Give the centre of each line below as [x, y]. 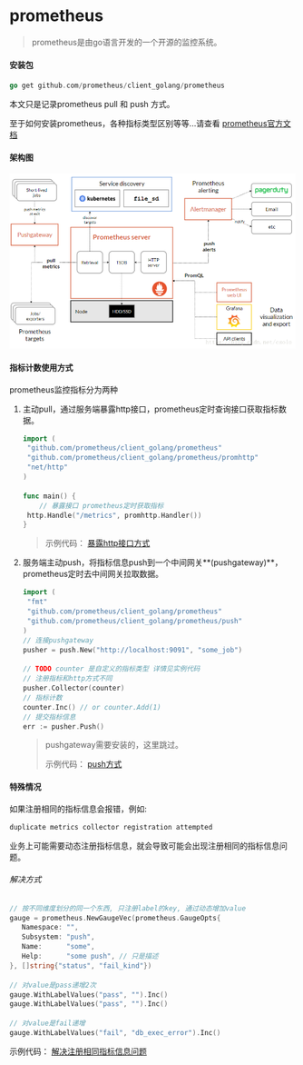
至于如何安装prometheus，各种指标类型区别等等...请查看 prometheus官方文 [151, 124]
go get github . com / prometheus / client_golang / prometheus [117, 86]
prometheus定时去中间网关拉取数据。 [93, 574]
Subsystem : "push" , [58, 937]
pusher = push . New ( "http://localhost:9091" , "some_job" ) [132, 650]
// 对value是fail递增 [48, 1023]
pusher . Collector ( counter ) [73, 688]
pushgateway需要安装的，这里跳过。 [114, 745]
